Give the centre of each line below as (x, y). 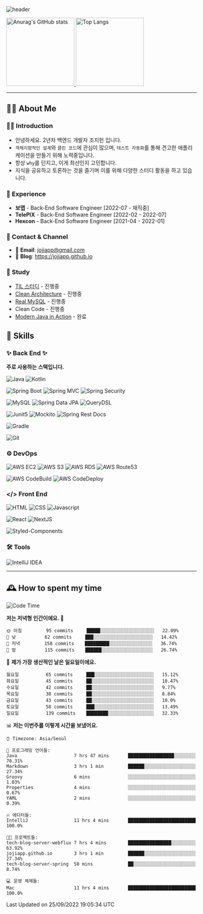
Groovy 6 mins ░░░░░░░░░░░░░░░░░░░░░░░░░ (101, 777)
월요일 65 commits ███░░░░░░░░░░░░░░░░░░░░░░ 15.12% (92, 675)
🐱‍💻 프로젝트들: (22, 837)
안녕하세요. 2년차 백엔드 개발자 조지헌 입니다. (68, 140)
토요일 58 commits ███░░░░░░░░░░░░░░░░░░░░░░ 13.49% (92, 707)
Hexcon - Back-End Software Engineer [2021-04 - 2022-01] (90, 221)
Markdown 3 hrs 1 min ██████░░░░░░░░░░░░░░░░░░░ (101, 766)
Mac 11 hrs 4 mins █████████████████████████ (101, 888)
